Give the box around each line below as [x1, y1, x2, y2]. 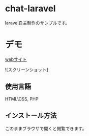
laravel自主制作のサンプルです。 [5, 20, 70, 26]
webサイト [5, 56, 27, 62]
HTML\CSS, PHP [5, 96, 39, 102]
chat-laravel [5, 3, 56, 14]
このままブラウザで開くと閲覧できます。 [5, 125, 87, 131]
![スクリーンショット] [5, 67, 48, 72]
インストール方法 [5, 111, 57, 120]
